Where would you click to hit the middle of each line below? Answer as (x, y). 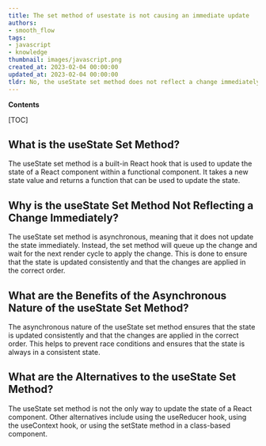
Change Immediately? (63, 217)
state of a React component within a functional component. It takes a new (128, 172)
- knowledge (28, 52)
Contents (24, 105)
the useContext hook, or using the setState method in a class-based (120, 425)
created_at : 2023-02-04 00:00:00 (63, 67)
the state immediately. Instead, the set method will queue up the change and (133, 246)
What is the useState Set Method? (94, 145)
